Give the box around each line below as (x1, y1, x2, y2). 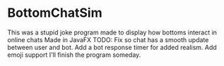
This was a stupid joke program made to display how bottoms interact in (7, 28, 218, 37)
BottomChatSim (7, 5, 102, 21)
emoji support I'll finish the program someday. (7, 51, 141, 59)
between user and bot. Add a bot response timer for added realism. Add (7, 43, 217, 51)
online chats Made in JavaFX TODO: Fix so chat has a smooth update (7, 35, 209, 44)
